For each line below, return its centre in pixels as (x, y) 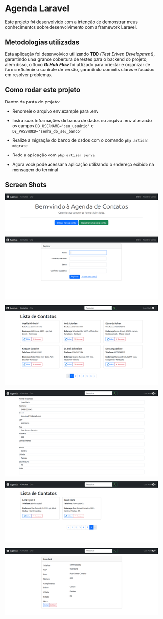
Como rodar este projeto (43, 90)
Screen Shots (26, 184)
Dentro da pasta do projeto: (33, 102)
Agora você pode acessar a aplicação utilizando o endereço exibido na (83, 164)
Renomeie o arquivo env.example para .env (55, 111)
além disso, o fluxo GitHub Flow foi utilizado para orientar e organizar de (78, 64)
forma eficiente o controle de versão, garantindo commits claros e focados (80, 69)
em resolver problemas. (29, 75)
